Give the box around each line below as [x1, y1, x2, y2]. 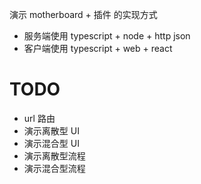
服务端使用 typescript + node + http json [23, 30, 191, 42]
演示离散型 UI [23, 124, 80, 137]
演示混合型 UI [23, 137, 80, 149]
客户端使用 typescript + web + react [23, 43, 173, 54]
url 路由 [23, 112, 56, 124]
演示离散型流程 [23, 149, 86, 162]
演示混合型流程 [23, 162, 86, 174]
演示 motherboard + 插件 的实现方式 [9, 9, 158, 20]
